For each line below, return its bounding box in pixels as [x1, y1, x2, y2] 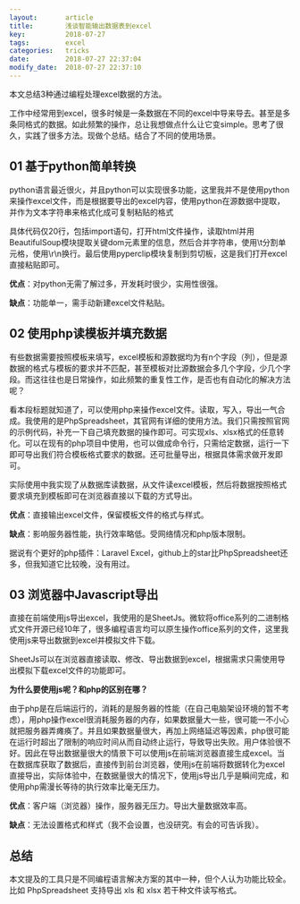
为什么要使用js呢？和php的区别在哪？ [9, 684, 149, 695]
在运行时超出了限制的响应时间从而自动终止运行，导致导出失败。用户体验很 [9, 737, 283, 747]
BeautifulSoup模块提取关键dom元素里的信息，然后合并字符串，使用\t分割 [9, 236, 279, 247]
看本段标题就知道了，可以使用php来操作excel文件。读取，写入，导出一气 [9, 404, 279, 414]
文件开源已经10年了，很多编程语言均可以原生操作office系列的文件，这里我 [16, 624, 289, 635]
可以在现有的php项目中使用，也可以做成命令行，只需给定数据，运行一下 [24, 438, 290, 448]
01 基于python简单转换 [9, 158, 137, 175]
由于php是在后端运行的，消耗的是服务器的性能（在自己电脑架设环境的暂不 [9, 704, 282, 714]
